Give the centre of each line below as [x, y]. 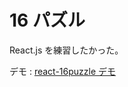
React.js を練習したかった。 [66, 50]
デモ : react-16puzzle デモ [63, 71]
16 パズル [47, 20]
